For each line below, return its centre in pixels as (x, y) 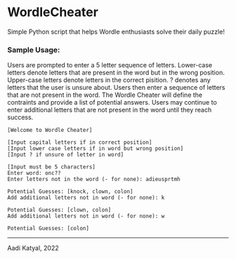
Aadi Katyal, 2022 (33, 248)
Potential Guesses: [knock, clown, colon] (70, 192)
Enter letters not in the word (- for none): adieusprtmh (94, 180)
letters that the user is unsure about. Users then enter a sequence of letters (116, 88)
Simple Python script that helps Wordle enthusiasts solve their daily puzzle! (116, 32)
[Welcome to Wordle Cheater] (50, 131)
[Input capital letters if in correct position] (80, 142)
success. (20, 117)
